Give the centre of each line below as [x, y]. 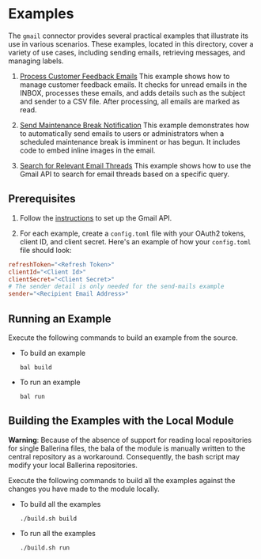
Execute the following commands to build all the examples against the [122, 480]
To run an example [50, 382]
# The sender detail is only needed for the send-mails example [116, 287]
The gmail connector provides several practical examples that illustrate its [129, 36]
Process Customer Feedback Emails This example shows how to [125, 76]
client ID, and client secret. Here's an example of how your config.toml [135, 241]
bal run [32, 396]
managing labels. [36, 61]
